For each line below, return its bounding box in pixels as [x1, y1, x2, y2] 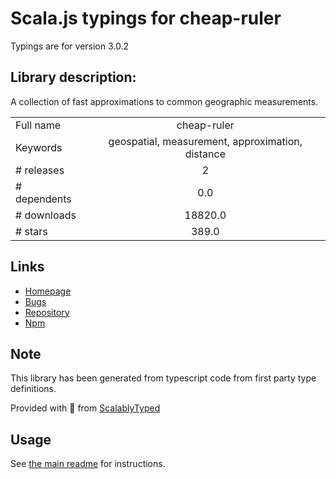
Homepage [24, 285, 72, 297]
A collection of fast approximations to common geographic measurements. [10, 95, 319, 107]
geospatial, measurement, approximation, [108, 134, 303, 148]
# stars [15, 224, 48, 238]
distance [184, 147, 226, 161]
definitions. [10, 383, 57, 395]
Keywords [15, 140, 63, 154]
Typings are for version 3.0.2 [10, 40, 130, 52]
